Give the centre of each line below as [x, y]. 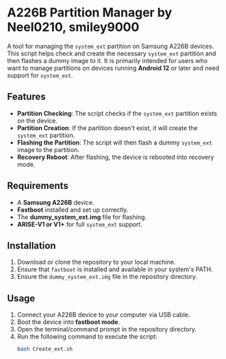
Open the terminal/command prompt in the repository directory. [107, 330]
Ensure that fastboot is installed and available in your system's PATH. [115, 269]
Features [26, 97]
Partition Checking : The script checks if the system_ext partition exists [117, 113]
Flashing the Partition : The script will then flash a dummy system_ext [114, 143]
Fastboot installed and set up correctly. [73, 210]
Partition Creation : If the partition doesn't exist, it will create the [107, 127]
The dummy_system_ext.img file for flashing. [82, 216]
